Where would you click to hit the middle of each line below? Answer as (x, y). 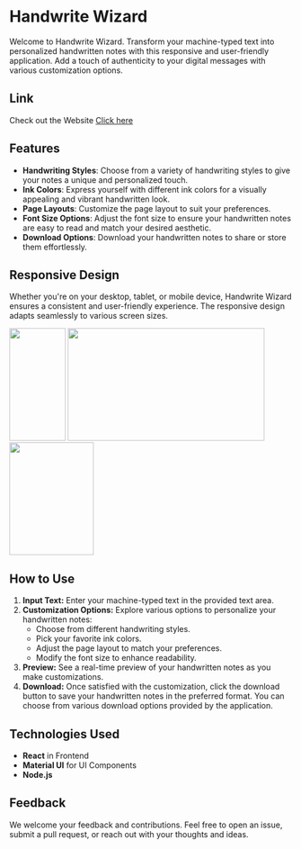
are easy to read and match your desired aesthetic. (117, 228)
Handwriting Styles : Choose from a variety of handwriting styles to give (156, 170)
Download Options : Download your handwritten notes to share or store (154, 237)
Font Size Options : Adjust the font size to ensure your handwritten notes (157, 218)
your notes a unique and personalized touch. (105, 180)
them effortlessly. (55, 247)
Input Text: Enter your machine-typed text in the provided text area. (148, 601)
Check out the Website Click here (71, 120)
